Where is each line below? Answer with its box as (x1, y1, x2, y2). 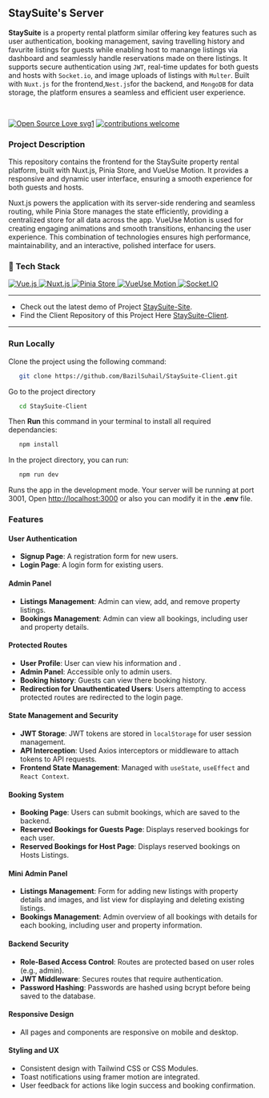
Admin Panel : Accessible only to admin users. (19, 667, 172, 676)
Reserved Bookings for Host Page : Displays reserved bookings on (19, 842, 240, 851)
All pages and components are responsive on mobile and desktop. (19, 1027, 239, 1037)
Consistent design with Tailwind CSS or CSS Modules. (19, 1063, 199, 1073)
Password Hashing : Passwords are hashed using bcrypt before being (19, 982, 251, 992)
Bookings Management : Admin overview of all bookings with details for (19, 912, 258, 922)
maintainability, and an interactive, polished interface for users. (8, 241, 216, 251)
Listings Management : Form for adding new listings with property (19, 887, 239, 896)
